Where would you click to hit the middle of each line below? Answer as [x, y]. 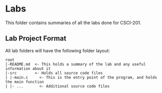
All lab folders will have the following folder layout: [58, 50]
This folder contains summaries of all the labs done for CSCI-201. [73, 23]
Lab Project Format [36, 38]
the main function [25, 82]
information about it [28, 68]
